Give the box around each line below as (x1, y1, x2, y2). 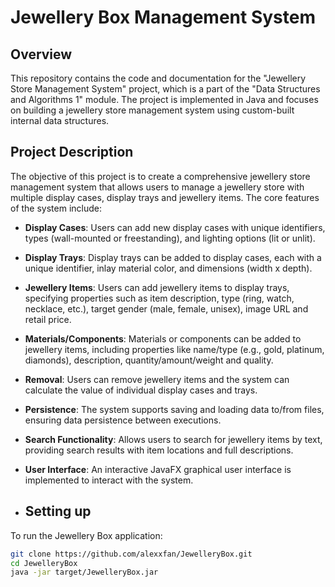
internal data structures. (10, 115, 110, 126)
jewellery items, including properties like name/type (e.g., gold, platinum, (24, 343, 325, 355)
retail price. (24, 313, 72, 325)
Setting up (24, 503, 92, 520)
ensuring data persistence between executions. (24, 414, 222, 426)
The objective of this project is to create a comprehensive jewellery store (10, 170, 311, 182)
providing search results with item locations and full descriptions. (24, 444, 294, 456)
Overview (10, 46, 73, 63)
